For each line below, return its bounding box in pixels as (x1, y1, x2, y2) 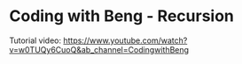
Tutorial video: (9, 35, 62, 46)
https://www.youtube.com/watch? (63, 35, 188, 46)
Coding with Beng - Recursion (9, 6, 235, 26)
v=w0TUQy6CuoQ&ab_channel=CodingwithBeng (9, 44, 189, 54)
